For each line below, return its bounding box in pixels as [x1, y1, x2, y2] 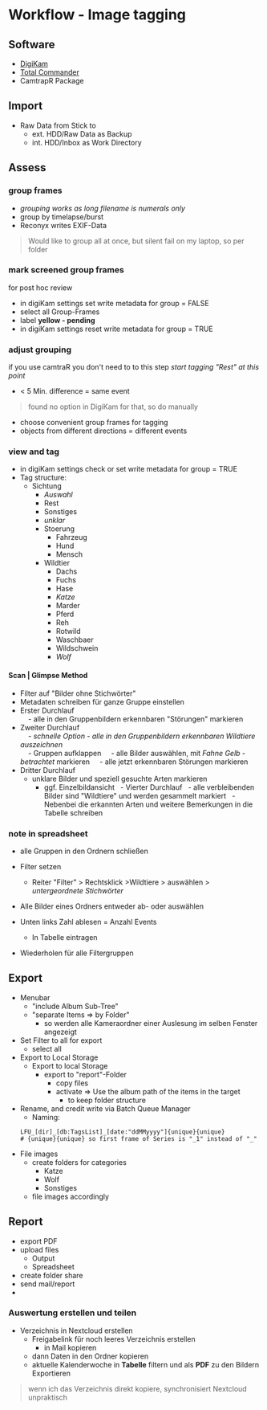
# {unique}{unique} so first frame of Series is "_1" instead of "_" [19, 1134, 258, 1142]
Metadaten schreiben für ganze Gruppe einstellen [19, 697, 184, 706]
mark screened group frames [8, 264, 124, 276]
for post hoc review [8, 283, 73, 292]
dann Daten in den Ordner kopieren [31, 1351, 149, 1361]
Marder [55, 601, 80, 611]
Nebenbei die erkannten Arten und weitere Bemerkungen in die [43, 799, 253, 809]
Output [31, 1253, 55, 1263]
